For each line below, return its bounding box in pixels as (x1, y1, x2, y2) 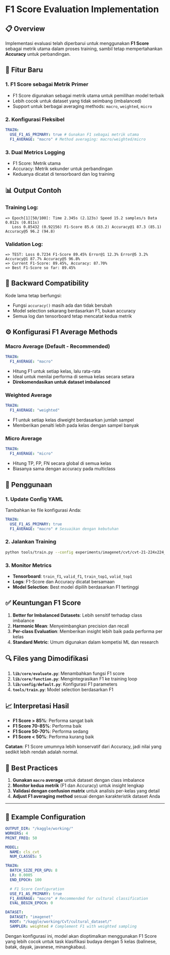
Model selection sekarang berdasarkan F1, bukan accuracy (12, 307, 136, 313)
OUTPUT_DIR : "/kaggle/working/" (5, 826, 73, 831)
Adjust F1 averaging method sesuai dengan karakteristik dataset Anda (12, 793, 160, 800)
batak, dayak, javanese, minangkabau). (5, 943, 87, 950)
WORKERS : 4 (5, 830, 28, 836)
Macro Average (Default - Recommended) (5, 343, 110, 350)
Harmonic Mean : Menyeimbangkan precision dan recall (12, 623, 129, 629)
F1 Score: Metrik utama (12, 160, 61, 166)
